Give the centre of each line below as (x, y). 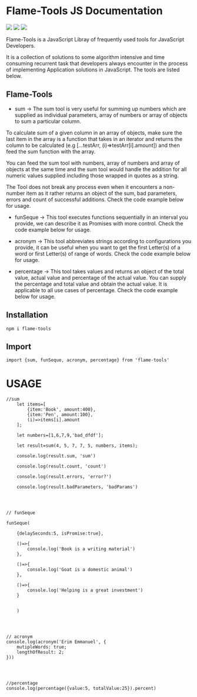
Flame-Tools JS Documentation (84, 11)
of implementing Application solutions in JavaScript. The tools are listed (93, 70)
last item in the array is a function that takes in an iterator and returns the (94, 139)
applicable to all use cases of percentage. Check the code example (96, 290)
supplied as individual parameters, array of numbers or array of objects (101, 115)
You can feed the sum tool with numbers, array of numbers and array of (93, 163)
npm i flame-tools (29, 329)
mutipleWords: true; (42, 647)
